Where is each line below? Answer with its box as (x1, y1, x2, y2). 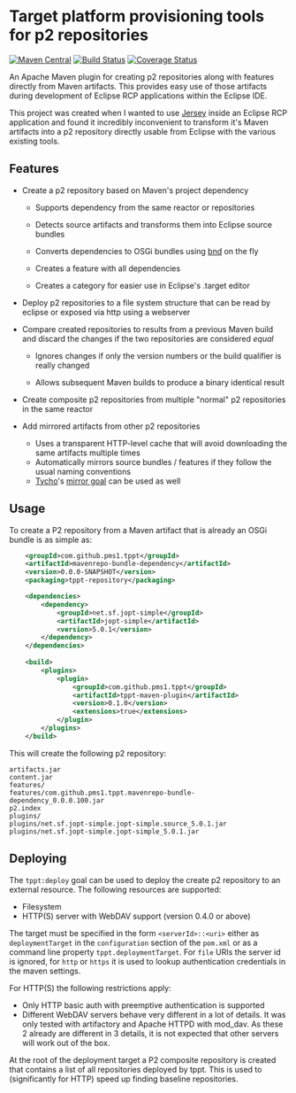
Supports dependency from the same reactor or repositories (34, 202, 255, 213)
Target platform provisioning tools (9, 6, 265, 27)
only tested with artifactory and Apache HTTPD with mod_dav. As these (21, 1019, 284, 1029)
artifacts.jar (9, 764, 62, 774)
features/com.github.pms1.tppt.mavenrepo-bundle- (9, 788, 196, 797)
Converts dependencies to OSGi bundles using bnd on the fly (34, 245, 259, 256)
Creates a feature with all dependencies (34, 263, 181, 274)
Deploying (9, 851, 67, 866)
